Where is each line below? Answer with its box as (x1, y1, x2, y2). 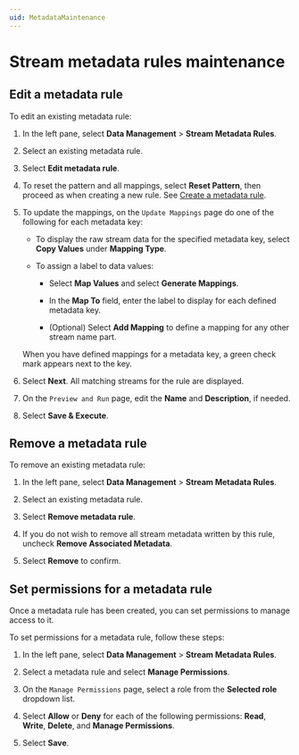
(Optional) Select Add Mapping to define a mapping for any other (48, 322, 290, 332)
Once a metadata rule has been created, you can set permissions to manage (9, 605, 290, 617)
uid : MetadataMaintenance (9, 13, 105, 22)
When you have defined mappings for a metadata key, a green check (21, 348, 277, 359)
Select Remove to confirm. (21, 556, 121, 566)
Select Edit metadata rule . (21, 163, 120, 173)
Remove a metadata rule (9, 436, 147, 451)
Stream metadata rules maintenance (9, 51, 286, 71)
